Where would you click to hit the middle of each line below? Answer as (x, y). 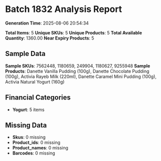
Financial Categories (38, 98)
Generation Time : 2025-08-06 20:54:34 (47, 23)
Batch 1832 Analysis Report (64, 9)
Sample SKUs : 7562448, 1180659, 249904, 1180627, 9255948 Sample (78, 65)
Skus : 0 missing (29, 137)
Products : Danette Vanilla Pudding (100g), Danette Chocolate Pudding (77, 71)
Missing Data (26, 125)
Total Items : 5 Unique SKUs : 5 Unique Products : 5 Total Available (74, 32)
